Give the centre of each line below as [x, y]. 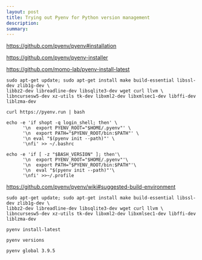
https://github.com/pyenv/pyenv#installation [61, 46]
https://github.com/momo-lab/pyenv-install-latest [68, 70]
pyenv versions [25, 240]
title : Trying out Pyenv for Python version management [78, 18]
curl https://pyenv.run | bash [46, 112]
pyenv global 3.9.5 [31, 251]
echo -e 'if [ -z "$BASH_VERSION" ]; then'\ [63, 155]
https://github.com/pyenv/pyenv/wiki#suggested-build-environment [91, 187]
